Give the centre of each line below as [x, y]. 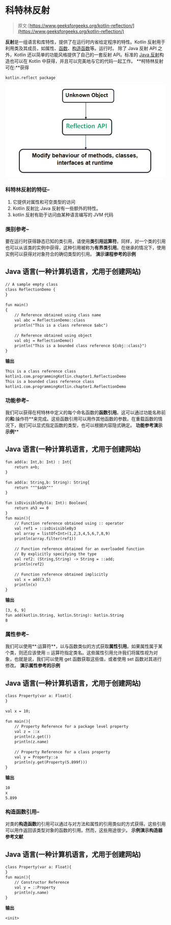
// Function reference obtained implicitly [61, 574]
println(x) [26, 585]
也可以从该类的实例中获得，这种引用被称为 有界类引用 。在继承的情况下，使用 [85, 247]
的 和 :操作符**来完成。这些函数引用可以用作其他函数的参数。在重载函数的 [82, 419]
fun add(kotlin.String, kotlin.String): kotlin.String [65, 615]
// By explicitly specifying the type [55, 554]
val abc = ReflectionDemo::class [50, 320]
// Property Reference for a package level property [72, 726]
